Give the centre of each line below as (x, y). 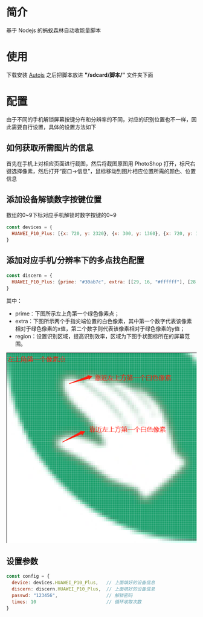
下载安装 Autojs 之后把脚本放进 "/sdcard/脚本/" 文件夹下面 (80, 75)
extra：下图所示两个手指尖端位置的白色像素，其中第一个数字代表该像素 (103, 321)
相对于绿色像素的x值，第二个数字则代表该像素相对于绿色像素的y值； (100, 328)
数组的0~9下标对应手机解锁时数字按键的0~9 (61, 215)
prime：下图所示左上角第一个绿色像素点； (67, 313)
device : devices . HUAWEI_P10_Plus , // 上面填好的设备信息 (83, 583)
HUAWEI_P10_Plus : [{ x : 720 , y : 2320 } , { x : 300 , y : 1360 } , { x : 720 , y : (102, 234)
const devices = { (29, 227)
